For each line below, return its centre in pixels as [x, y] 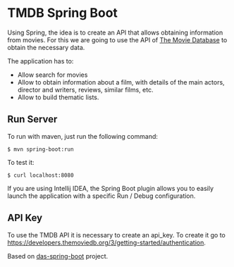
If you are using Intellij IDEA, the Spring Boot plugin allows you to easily [110, 188]
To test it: [21, 162]
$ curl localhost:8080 [41, 175]
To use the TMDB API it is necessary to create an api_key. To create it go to [116, 235]
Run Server [32, 119]
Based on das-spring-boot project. [58, 256]
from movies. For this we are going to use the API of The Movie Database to [117, 39]
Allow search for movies [53, 75]
